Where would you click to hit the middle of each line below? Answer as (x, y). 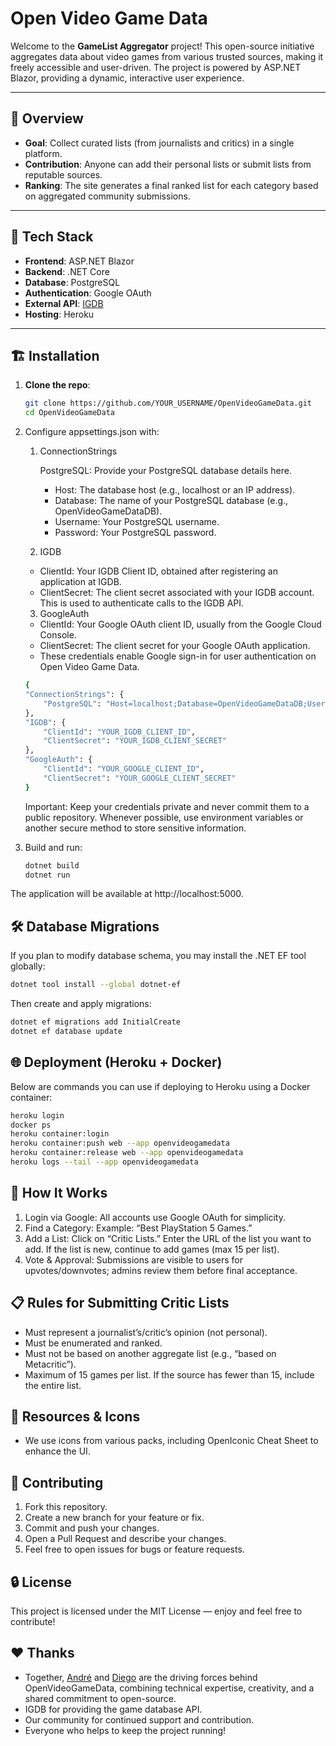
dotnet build (52, 865)
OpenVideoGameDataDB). (108, 511)
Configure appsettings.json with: (92, 432)
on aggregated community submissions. (107, 196)
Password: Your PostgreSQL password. (135, 533)
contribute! (33, 1621)
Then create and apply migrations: (81, 1004)
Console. (58, 635)
